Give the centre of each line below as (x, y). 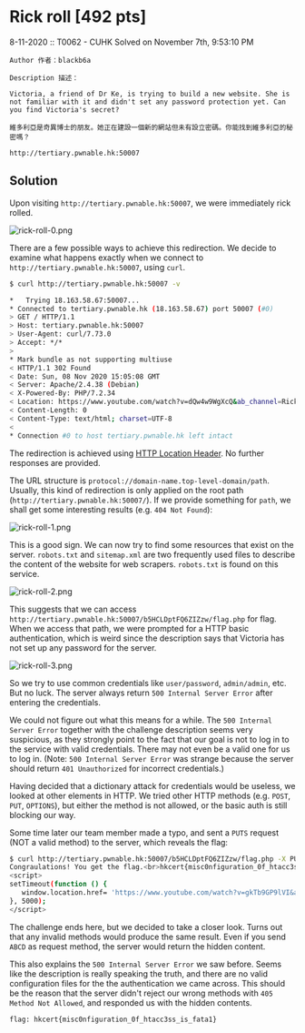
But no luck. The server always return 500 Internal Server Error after (141, 693)
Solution (34, 181)
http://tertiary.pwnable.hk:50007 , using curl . (98, 267)
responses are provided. (55, 462)
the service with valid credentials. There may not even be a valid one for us (150, 749)
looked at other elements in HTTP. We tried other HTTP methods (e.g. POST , (150, 795)
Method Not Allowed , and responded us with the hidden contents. (131, 1002)
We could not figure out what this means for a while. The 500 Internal (141, 720)
